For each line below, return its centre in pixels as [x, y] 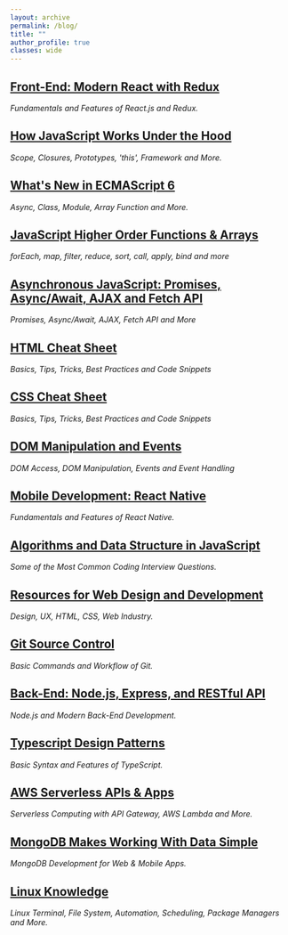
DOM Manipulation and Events [96, 447]
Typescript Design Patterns [88, 743]
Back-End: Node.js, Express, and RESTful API [138, 694]
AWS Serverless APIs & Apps [92, 792]
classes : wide [36, 51]
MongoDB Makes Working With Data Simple [134, 842]
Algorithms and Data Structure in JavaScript [135, 545]
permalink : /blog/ [44, 26]
